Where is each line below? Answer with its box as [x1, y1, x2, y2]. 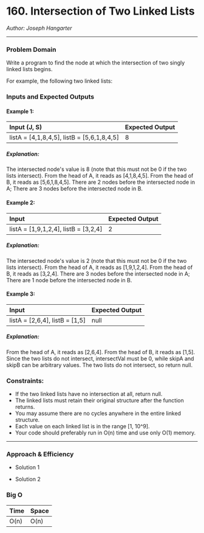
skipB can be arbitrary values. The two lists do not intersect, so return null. [6, 361, 193, 369]
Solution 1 [15, 464, 40, 471]
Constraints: [6, 376, 44, 385]
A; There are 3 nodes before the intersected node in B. [6, 185, 143, 192]
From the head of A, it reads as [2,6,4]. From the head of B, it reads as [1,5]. [6, 348, 195, 355]
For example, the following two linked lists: [6, 77, 113, 85]
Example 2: [6, 199, 35, 206]
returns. [15, 403, 35, 410]
